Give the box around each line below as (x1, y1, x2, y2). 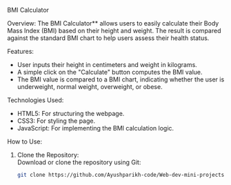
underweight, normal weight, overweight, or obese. (17, 83, 163, 90)
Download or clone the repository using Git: (17, 158, 141, 166)
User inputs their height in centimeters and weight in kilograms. (17, 61, 198, 68)
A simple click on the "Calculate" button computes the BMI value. (17, 68, 203, 76)
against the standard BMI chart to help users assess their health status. (7, 34, 210, 42)
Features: (7, 48, 34, 55)
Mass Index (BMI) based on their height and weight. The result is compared (7, 27, 221, 35)
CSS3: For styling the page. (17, 117, 95, 125)
